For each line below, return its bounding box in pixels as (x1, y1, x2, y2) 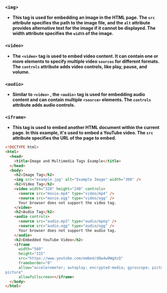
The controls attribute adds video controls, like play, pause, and (12, 63, 148, 69)
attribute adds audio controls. (12, 102, 76, 108)
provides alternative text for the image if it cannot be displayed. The (12, 25, 156, 31)
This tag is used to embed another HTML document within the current (12, 125, 160, 131)
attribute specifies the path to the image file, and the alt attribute (12, 20, 151, 26)
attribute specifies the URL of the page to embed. (12, 135, 117, 141)
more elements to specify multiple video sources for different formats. (12, 58, 160, 64)
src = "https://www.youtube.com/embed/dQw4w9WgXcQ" (18, 256, 123, 261)
